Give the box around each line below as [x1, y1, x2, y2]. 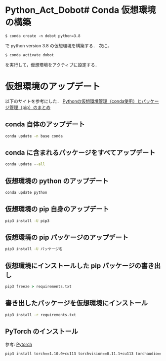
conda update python [5, 190, 48, 195]
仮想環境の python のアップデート [5, 177, 109, 185]
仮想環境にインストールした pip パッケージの [5, 261, 142, 270]
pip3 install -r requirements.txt [5, 312, 77, 317]
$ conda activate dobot [5, 52, 54, 57]
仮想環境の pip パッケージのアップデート [5, 233, 128, 242]
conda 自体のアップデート [5, 120, 85, 129]
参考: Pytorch [5, 341, 33, 347]
